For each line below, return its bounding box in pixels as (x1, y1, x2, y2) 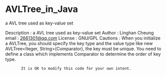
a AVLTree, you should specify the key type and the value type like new (5, 40, 153, 46)
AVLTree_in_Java (5, 3, 78, 15)
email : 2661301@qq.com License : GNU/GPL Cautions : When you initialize (5, 35, 161, 41)
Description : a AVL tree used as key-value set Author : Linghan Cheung (5, 29, 154, 35)
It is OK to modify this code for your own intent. (21, 66, 132, 71)
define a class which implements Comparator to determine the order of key (5, 51, 161, 57)
